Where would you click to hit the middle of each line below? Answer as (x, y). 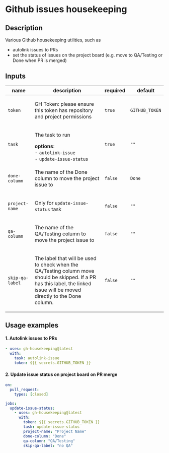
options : (45, 146)
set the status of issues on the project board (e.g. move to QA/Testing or (88, 55)
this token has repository (64, 110)
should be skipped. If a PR (65, 277)
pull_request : (24, 390)
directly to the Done (58, 296)
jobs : (11, 403)
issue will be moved (58, 290)
